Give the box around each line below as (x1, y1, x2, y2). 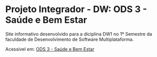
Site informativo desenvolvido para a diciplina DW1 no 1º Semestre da (5, 31, 152, 37)
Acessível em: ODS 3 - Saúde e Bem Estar (5, 46, 95, 52)
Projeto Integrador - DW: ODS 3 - (5, 4, 147, 15)
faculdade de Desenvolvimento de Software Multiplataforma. (5, 36, 134, 42)
